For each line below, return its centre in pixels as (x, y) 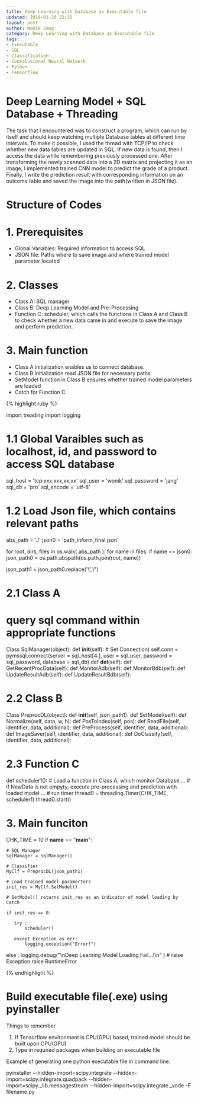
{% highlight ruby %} (32, 404)
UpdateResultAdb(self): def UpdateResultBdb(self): (69, 675)
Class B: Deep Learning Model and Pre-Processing (77, 308)
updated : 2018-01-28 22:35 (39, 17)
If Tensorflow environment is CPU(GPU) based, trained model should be (102, 1037)
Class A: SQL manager (42, 301)
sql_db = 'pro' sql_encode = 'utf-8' (48, 487)
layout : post (22, 23)
